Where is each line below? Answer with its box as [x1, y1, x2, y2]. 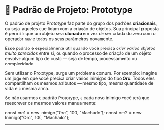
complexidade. [5, 61, 35, 66]
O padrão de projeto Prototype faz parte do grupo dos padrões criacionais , [5, 20, 157, 26]
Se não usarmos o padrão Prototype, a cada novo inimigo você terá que [5, 95, 150, 101]
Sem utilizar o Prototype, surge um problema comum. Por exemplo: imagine [5, 70, 157, 76]
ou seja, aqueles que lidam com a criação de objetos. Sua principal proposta [5, 25, 159, 31]
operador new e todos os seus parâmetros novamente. [5, 36, 114, 42]
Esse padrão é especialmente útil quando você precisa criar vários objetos [5, 45, 156, 51]
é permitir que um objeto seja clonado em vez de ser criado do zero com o [5, 31, 156, 36]
